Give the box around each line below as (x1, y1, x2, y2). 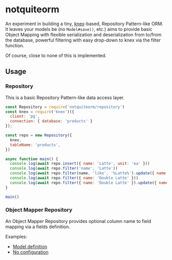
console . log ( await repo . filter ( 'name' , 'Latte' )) (10, 166, 118, 171)
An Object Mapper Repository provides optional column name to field (5, 218, 152, 224)
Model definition (12, 243, 48, 250)
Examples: (5, 233, 27, 239)
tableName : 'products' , (10, 142, 60, 147)
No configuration (12, 249, 49, 255)
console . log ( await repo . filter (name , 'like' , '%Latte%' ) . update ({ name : (10, 171, 168, 176)
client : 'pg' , (10, 114, 40, 119)
